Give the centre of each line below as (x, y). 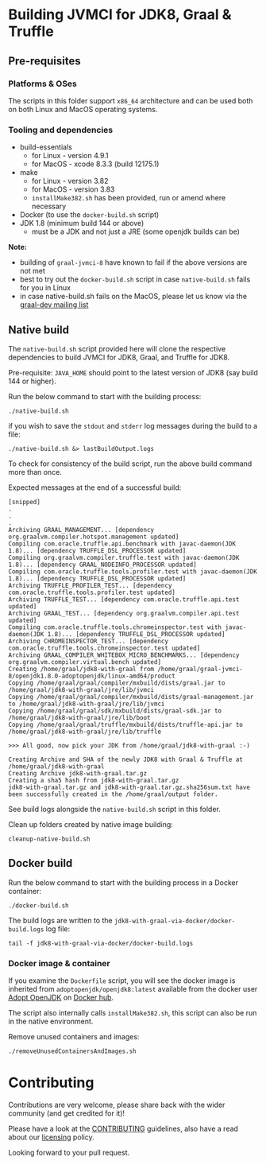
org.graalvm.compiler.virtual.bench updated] (85, 662)
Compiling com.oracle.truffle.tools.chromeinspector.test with (115, 627)
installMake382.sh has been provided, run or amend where (129, 198)
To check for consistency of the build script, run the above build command (130, 464)
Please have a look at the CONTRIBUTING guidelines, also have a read (123, 1129)
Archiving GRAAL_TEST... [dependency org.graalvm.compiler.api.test (124, 613)
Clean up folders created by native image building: (91, 824)
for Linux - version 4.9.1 (70, 156)
